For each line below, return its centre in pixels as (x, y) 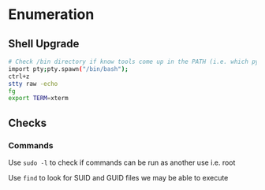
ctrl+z (19, 76)
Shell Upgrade (44, 44)
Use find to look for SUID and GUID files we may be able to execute (118, 177)
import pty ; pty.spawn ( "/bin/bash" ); (68, 69)
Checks (28, 123)
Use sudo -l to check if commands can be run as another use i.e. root (122, 162)
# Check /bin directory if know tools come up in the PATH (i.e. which (128, 61)
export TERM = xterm (38, 99)
